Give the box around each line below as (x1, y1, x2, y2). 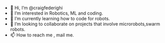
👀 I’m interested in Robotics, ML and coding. (10, 10, 103, 16)
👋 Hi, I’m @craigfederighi (10, 5, 63, 11)
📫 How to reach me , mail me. (10, 32, 74, 38)
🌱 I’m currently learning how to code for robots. (10, 16, 110, 21)
